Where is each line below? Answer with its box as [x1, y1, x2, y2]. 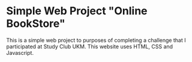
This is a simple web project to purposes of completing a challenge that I [6, 36, 186, 44]
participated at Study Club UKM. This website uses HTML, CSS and [6, 43, 173, 50]
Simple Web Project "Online [6, 4, 148, 18]
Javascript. [6, 49, 34, 56]
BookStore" [6, 17, 65, 30]
